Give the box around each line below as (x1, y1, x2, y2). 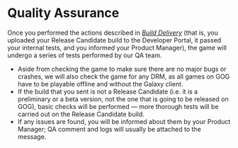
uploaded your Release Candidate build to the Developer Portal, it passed (7, 35, 222, 44)
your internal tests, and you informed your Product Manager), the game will (7, 43, 227, 52)
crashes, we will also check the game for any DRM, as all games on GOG (17, 72, 230, 81)
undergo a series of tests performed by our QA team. (7, 51, 162, 59)
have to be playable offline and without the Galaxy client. (17, 79, 183, 88)
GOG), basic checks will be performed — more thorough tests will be (17, 102, 219, 110)
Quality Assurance (7, 5, 120, 21)
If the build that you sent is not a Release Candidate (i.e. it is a (17, 87, 198, 96)
